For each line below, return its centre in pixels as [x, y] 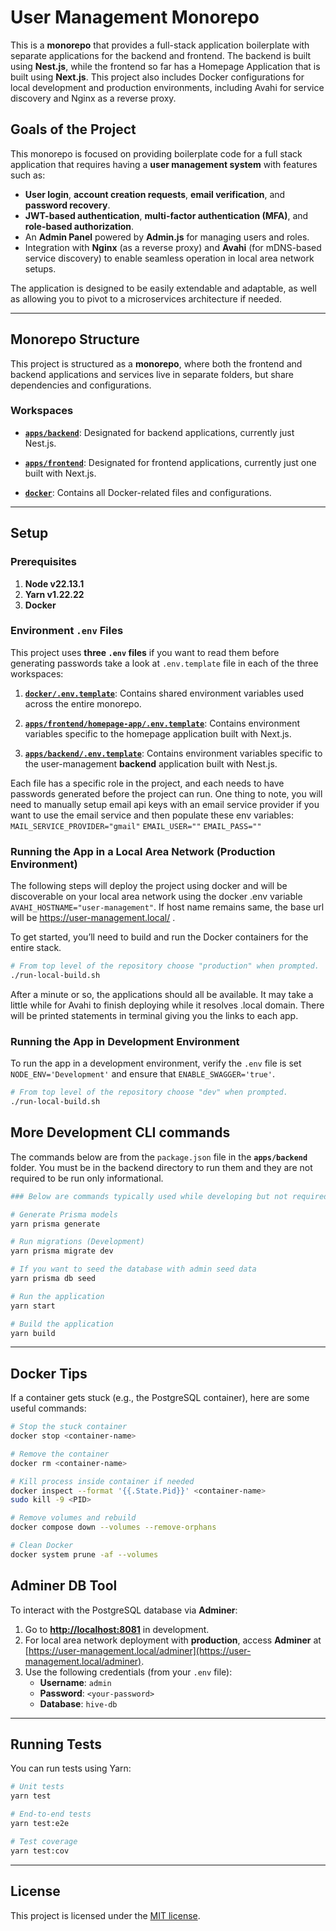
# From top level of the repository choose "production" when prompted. [165, 966]
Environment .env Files [67, 631]
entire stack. [36, 948]
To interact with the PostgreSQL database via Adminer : [124, 1610]
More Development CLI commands [120, 1132]
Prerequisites [43, 562]
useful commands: [48, 1408]
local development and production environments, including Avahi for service [167, 87]
